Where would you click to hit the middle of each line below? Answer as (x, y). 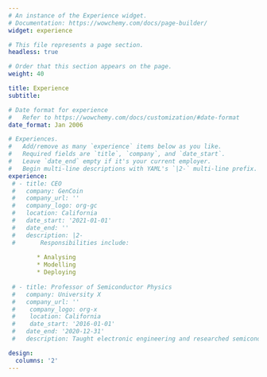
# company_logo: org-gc (54, 206)
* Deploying (57, 272)
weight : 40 (26, 74)
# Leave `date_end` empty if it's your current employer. (110, 161)
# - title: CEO (37, 184)
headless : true (33, 52)
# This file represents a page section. (76, 45)
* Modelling (57, 265)
